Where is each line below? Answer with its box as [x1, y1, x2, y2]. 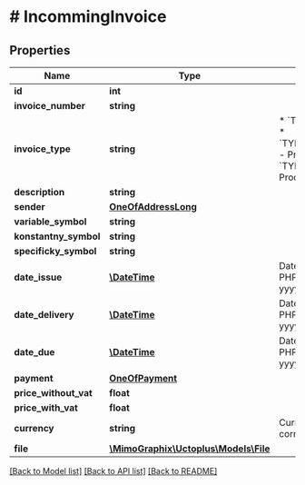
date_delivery [14, 309, 74, 321]
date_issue [14, 271, 63, 283]
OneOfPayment [108, 372, 178, 384]
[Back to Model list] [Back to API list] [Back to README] [9, 466, 218, 476]
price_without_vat [14, 387, 93, 399]
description [14, 186, 65, 198]
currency [14, 422, 54, 434]
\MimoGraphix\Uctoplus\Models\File [108, 442, 271, 455]
